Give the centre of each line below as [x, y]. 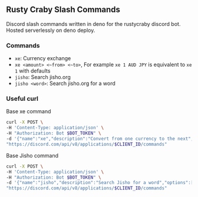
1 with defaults [32, 71]
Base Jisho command [32, 155]
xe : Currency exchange [43, 58]
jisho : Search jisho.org [42, 77]
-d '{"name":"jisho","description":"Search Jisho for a [76, 183]
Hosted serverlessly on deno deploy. [51, 30]
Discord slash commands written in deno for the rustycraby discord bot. [93, 24]
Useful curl [22, 98]
